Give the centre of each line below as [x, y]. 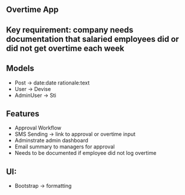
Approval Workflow [38, 128]
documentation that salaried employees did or [92, 39]
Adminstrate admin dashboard [51, 141]
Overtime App [32, 10]
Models [20, 68]
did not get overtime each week [65, 48]
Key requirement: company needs [70, 30]
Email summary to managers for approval [65, 147]
